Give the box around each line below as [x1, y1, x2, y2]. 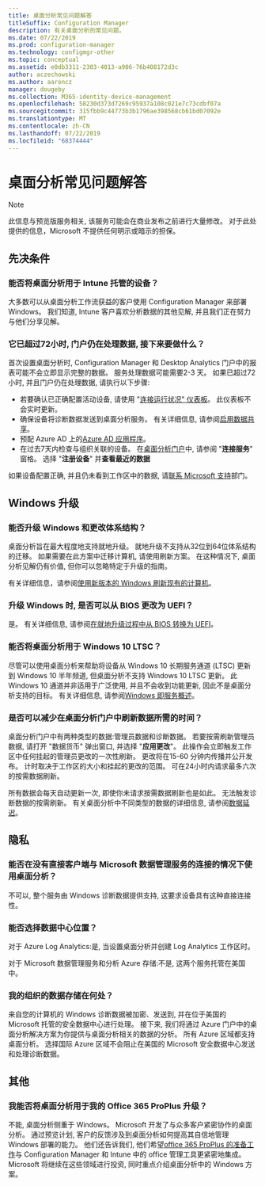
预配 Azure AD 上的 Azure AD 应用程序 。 [19, 434, 150, 444]
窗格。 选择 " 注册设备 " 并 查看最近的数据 [19, 454, 150, 463]
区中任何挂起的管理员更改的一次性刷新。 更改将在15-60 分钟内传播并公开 [8, 752, 246, 761]
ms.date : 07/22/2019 [8, 33, 77, 42]
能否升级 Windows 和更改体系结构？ [8, 522, 146, 533]
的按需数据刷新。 [8, 772, 64, 780]
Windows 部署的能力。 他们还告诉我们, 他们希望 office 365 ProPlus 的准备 [8, 1139, 248, 1149]
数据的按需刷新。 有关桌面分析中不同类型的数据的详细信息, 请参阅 [14, 798, 229, 807]
